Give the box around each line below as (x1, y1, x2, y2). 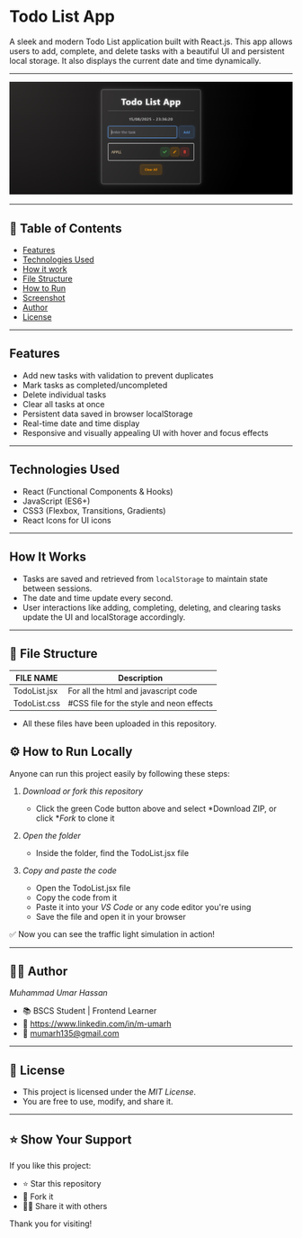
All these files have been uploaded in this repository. (22, 718, 218, 729)
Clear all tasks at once (22, 398, 105, 409)
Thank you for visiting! (9, 1218, 93, 1229)
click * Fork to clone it (35, 813, 115, 824)
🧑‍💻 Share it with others (22, 1201, 108, 1212)
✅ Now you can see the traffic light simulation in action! (9, 928, 216, 939)
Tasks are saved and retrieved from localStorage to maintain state (22, 573, 268, 584)
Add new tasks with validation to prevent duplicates (22, 369, 214, 380)
